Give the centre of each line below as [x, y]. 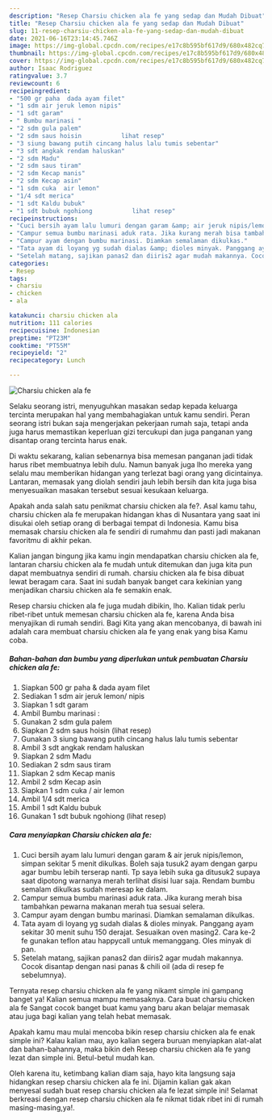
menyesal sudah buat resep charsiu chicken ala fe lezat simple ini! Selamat [134, 1090]
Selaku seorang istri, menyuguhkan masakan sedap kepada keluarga [123, 406]
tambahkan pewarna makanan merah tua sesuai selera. [113, 906]
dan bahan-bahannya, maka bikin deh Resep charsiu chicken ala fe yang [130, 1049]
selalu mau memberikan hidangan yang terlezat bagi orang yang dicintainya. [136, 473]
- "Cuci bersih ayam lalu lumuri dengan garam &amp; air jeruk [118, 226]
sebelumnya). [44, 975]
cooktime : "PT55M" [40, 345]
